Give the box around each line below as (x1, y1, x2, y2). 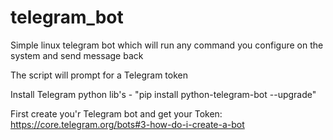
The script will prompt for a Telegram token (10, 69, 189, 81)
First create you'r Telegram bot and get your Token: (10, 107, 223, 120)
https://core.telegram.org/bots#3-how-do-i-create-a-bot (10, 118, 245, 130)
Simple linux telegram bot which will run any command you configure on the (10, 39, 324, 51)
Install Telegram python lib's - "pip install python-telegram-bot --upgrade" (10, 88, 317, 100)
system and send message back (10, 49, 144, 61)
